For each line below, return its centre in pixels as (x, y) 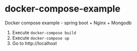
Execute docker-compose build (44, 32)
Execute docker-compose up (41, 38)
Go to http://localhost (34, 43)
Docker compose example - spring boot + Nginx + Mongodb (68, 23)
